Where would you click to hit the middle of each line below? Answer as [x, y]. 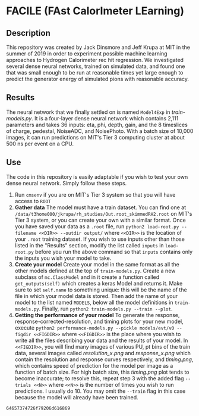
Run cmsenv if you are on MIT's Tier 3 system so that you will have [95, 194]
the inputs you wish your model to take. [63, 258]
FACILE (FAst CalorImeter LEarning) [95, 11]
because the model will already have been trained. [76, 397]
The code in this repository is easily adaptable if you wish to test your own [97, 176]
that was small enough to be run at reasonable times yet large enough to [95, 72]
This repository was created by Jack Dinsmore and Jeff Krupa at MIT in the [98, 47]
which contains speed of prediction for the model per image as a [94, 365]
